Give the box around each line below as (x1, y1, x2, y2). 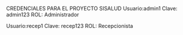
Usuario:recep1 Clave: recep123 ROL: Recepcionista (6, 23, 134, 29)
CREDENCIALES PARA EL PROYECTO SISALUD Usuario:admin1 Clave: (6, 5, 178, 12)
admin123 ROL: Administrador (6, 11, 79, 18)
